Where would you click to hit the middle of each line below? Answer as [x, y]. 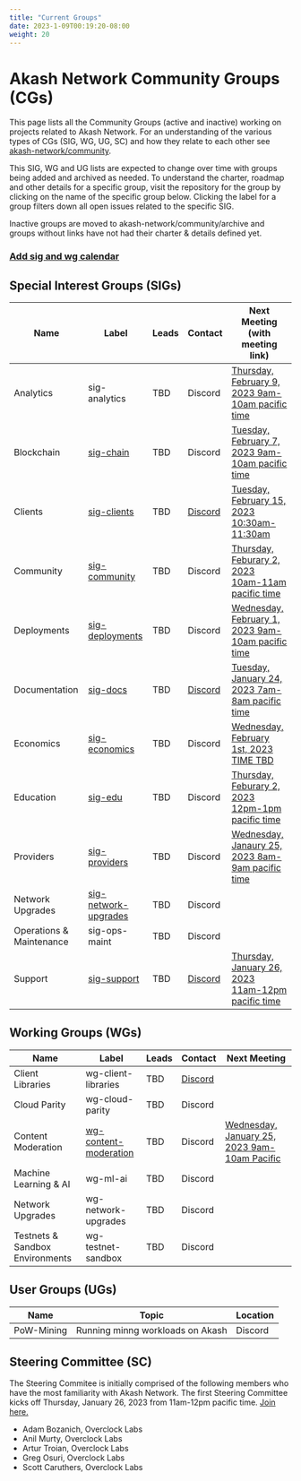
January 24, [257, 679]
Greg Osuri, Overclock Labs [73, 1458]
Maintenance [41, 942]
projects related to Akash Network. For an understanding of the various [141, 132]
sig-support [114, 979]
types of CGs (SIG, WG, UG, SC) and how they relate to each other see [140, 142]
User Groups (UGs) [63, 1290]
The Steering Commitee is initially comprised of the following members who [149, 1383]
